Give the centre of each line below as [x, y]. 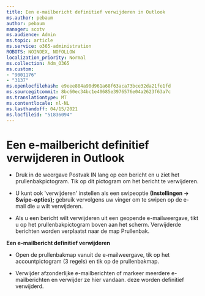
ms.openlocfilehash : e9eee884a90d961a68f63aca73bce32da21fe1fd [89, 86]
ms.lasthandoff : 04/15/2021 [42, 109]
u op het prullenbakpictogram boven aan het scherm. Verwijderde [98, 225]
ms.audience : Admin [31, 35]
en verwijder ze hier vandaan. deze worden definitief [118, 280]
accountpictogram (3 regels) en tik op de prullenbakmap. [87, 262]
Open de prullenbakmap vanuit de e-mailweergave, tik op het [92, 255]
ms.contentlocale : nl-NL [38, 103]
